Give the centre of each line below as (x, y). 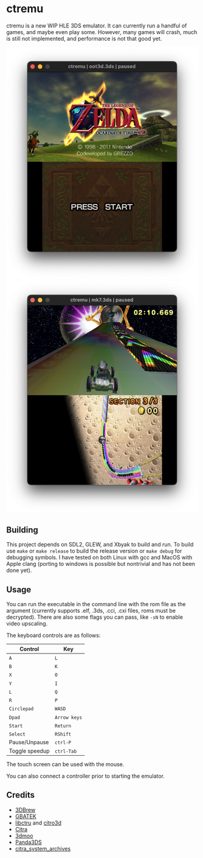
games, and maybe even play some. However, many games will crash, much (102, 32)
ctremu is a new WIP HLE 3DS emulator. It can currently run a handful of (97, 26)
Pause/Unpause (29, 742)
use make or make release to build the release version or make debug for (94, 551)
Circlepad (21, 709)
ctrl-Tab (66, 751)
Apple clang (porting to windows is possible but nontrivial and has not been (101, 564)
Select (17, 734)
